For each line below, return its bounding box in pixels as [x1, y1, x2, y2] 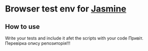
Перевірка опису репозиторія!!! [5, 40, 71, 46]
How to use [5, 23, 40, 31]
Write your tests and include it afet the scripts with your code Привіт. [5, 35, 144, 41]
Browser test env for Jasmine [5, 3, 127, 14]
